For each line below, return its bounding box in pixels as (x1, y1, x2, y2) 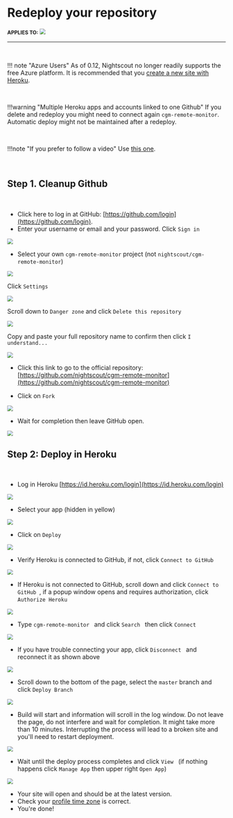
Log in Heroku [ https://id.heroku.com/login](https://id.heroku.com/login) (17, 480, 224, 488)
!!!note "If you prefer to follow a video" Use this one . (7, 144, 156, 153)
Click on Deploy (17, 530, 61, 538)
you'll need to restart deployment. (17, 732, 114, 740)
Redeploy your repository (7, 5, 157, 21)
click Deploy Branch (17, 685, 74, 693)
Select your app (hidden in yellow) (17, 505, 116, 513)
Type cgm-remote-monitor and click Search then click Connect (17, 620, 196, 629)
